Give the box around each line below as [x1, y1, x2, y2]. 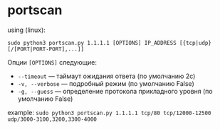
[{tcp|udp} [179, 39, 212, 46]
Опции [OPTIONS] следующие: [7, 58, 98, 66]
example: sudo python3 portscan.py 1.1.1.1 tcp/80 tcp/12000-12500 [7, 108, 211, 117]
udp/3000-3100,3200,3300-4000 [7, 116, 98, 123]
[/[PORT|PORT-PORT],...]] [7, 45, 84, 53]
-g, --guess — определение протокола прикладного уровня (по [17, 87, 213, 95]
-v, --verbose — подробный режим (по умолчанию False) [17, 79, 194, 87]
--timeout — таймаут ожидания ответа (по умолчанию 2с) [17, 72, 196, 80]
